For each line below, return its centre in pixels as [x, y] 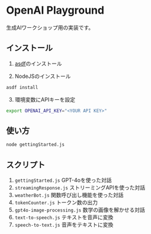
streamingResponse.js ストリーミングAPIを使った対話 [80, 187]
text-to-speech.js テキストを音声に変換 [64, 217]
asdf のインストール [38, 64]
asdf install [22, 87]
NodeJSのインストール [43, 76]
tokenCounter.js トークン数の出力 [56, 202]
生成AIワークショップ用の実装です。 [50, 27]
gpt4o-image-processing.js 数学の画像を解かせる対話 [80, 210]
